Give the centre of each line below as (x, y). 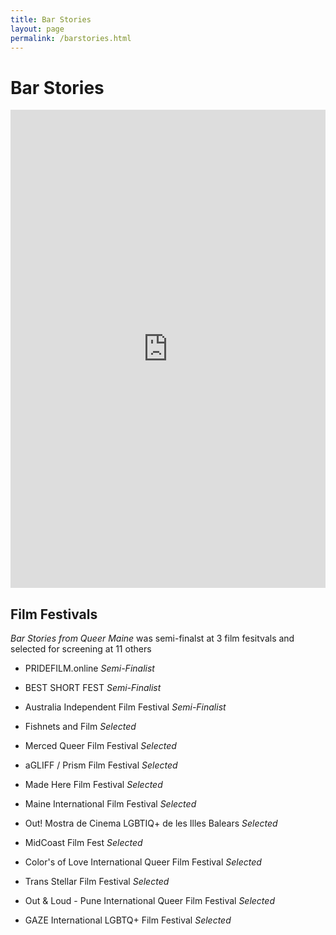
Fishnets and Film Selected (80, 727)
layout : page (37, 29)
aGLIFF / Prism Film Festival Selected (101, 765)
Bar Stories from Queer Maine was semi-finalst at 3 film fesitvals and (152, 638)
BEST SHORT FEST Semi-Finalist (93, 688)
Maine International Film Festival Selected (110, 804)
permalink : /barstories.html (71, 38)
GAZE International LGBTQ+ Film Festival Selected (128, 920)
